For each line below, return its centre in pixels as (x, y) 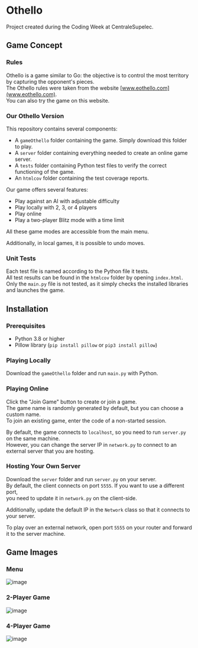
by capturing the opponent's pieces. (50, 81)
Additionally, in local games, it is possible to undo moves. (76, 243)
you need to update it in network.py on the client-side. (72, 498)
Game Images (32, 552)
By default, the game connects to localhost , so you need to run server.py (96, 432)
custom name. (24, 414)
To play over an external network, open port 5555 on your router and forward (99, 527)
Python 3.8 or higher (40, 338)
